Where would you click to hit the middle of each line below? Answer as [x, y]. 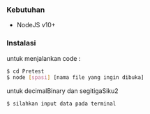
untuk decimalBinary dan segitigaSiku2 [63, 91]
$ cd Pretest [25, 71]
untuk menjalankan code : [44, 58]
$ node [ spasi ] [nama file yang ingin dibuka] [75, 78]
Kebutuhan [26, 10]
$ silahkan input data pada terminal [61, 104]
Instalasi [21, 43]
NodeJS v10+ [36, 25]
